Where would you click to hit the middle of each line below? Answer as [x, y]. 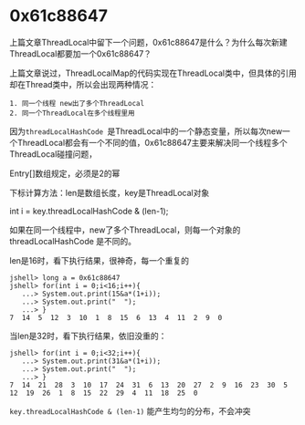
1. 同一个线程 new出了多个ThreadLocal [77, 103]
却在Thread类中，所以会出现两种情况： [83, 84]
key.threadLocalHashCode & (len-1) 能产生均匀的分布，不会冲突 [130, 410]
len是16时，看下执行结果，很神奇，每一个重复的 [100, 260]
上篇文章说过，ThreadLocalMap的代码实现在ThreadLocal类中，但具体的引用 [153, 73]
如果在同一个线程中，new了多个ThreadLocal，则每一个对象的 [125, 230]
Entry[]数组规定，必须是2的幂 [65, 173]
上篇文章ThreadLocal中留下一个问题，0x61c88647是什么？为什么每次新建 [148, 42]
